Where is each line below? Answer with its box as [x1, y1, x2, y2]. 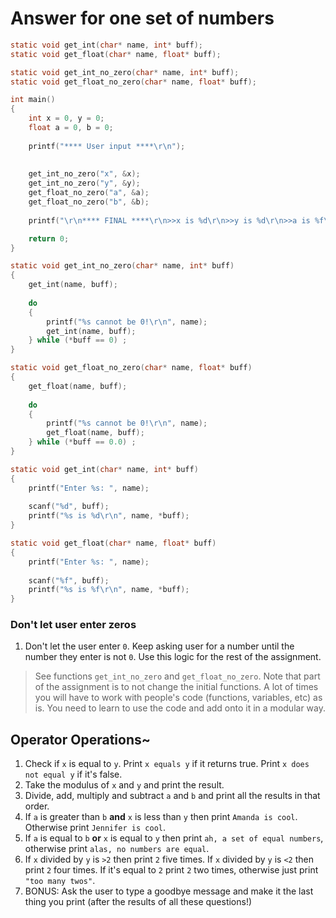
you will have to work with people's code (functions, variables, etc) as [34, 692, 323, 704]
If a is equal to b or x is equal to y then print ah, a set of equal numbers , [24, 832, 324, 844]
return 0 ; [28, 233, 70, 244]
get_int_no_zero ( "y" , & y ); [28, 178, 141, 189]
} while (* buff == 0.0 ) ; [28, 437, 137, 447]
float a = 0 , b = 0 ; [28, 123, 114, 133]
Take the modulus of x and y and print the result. [24, 779, 225, 791]
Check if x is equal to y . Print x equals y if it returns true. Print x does [24, 758, 310, 770]
